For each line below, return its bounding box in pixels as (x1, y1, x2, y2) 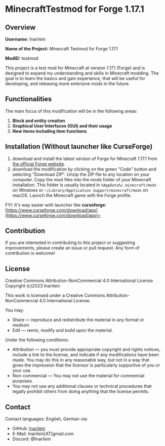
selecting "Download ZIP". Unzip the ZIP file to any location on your (12, 171, 150, 177)
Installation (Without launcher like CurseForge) (5, 142, 153, 151)
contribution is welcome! (5, 250, 55, 256)
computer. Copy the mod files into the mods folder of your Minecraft (12, 176, 152, 182)
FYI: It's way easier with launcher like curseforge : (5, 202, 107, 208)
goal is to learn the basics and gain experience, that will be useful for (5, 76, 146, 81)
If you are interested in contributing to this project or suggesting (5, 240, 135, 245)
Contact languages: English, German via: (5, 416, 88, 422)
